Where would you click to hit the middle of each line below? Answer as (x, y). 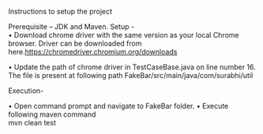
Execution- (26, 91)
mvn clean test (32, 123)
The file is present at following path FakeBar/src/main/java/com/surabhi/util (131, 75)
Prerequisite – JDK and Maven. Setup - (71, 26)
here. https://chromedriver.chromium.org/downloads (93, 52)
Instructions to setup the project (60, 11)
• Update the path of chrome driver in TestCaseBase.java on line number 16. (132, 67)
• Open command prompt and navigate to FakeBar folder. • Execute (118, 106)
